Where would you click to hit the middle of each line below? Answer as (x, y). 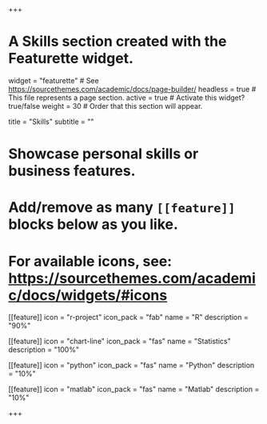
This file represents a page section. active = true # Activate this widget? (127, 98)
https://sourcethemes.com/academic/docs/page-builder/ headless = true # (132, 89)
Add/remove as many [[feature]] (122, 208)
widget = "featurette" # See (54, 80)
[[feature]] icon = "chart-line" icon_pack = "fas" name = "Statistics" (120, 342)
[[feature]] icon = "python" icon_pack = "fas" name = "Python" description (132, 366)
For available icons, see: (90, 261)
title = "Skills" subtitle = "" (51, 122)
